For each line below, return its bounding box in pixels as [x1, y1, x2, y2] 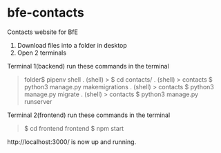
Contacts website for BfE [7, 28, 78, 36]
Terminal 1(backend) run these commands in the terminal [7, 62, 169, 70]
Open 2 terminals [17, 48, 67, 57]
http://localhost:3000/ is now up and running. [7, 137, 137, 146]
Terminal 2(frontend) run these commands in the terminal [7, 111, 171, 119]
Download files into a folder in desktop [17, 41, 128, 49]
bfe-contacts [7, 5, 84, 21]
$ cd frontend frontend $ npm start [23, 124, 124, 132]
